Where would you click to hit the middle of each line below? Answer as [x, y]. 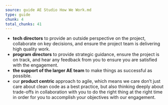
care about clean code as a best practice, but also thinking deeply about [88, 87]
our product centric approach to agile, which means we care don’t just [87, 81]
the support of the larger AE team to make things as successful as [82, 71]
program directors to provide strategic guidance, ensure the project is [86, 55]
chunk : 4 [14, 19]
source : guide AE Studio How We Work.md [49, 10]
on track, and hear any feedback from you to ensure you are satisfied [85, 60]
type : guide [18, 15]
